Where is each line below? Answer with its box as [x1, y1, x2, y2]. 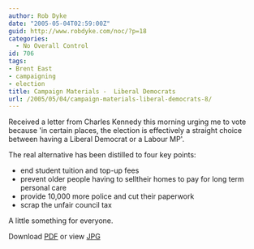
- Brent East [8, 65, 53, 73]
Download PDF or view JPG [8, 232, 101, 242]
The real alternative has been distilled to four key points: [8, 150, 196, 160]
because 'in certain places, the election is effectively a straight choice [8, 126, 242, 135]
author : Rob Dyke [8, 11, 67, 20]
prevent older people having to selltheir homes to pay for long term [19, 174, 245, 184]
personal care [19, 183, 67, 193]
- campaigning [8, 72, 57, 80]
